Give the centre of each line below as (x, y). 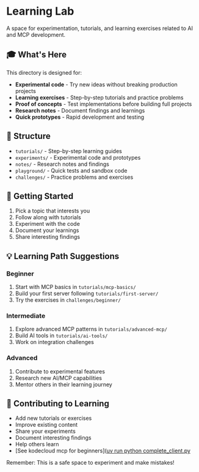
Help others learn (37, 444)
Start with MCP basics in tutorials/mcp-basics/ (75, 287)
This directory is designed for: (44, 72)
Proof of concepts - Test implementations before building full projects (103, 104)
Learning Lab (40, 11)
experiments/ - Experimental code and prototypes (78, 157)
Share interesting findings (48, 237)
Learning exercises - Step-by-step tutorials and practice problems (99, 97)
